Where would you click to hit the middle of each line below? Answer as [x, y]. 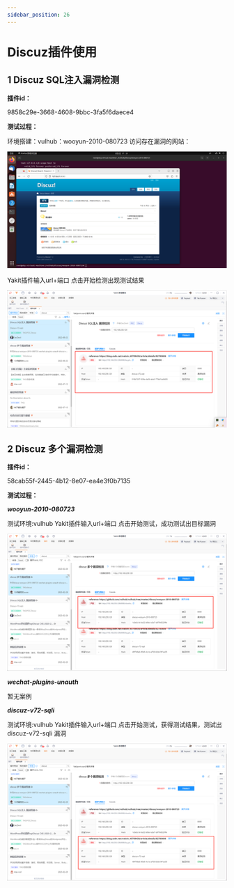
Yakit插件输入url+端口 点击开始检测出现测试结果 [76, 280]
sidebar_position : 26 [39, 15]
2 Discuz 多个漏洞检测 [55, 449]
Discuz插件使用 [52, 52]
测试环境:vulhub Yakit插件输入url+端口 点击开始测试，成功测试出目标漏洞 [112, 524]
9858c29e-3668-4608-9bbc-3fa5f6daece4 [71, 112]
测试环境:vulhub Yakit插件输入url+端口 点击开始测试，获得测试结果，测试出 [115, 725]
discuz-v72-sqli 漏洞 [37, 733]
